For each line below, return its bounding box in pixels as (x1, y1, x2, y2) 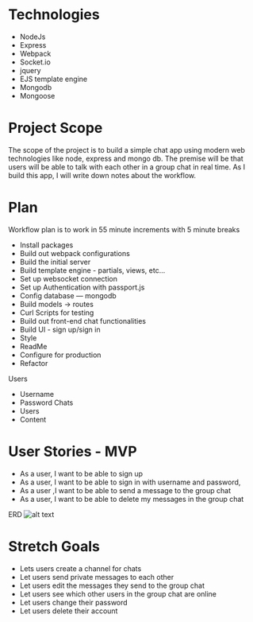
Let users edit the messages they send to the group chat (19, 581, 205, 590)
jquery (19, 65, 41, 75)
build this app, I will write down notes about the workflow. (8, 170, 197, 180)
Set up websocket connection (19, 274, 117, 283)
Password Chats (19, 398, 74, 407)
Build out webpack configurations (19, 248, 131, 258)
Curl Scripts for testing (19, 308, 94, 317)
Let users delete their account (19, 606, 118, 616)
